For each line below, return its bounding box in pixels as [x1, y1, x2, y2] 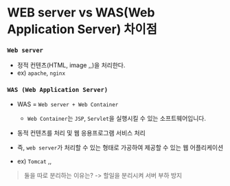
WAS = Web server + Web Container [16, 100, 119, 108]
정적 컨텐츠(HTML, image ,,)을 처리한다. [16, 61, 126, 69]
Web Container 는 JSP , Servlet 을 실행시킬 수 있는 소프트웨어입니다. [27, 114, 206, 122]
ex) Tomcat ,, [16, 156, 52, 165]
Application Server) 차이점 [7, 22, 158, 37]
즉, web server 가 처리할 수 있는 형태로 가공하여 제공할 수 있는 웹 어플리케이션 [16, 143, 224, 152]
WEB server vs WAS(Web [7, 5, 155, 21]
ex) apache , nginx [16, 69, 66, 77]
